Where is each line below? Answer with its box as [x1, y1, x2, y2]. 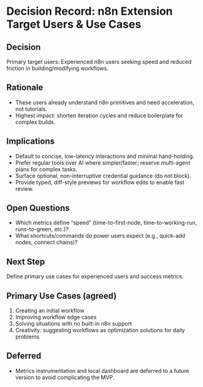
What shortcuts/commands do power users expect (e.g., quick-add [15, 232, 186, 240]
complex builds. [15, 118, 56, 125]
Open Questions [6, 203, 70, 213]
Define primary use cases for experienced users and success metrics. [6, 273, 184, 280]
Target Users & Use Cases [6, 17, 142, 31]
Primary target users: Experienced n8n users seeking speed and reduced [6, 58, 192, 65]
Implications [6, 136, 55, 147]
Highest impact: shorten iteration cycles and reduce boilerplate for [15, 112, 183, 119]
